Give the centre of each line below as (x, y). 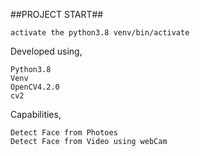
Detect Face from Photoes (64, 133)
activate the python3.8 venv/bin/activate (100, 33)
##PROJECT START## (57, 14)
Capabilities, (36, 114)
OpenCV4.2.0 (35, 87)
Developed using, (46, 51)
